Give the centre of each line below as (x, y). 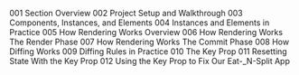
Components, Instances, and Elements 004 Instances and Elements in (140, 23)
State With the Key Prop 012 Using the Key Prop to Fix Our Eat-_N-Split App (150, 61)
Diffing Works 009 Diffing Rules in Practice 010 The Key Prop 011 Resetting (148, 52)
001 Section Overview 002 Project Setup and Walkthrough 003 (126, 13)
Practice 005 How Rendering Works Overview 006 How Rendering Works (146, 32)
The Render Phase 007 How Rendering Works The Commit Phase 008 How (149, 42)
